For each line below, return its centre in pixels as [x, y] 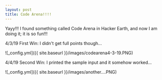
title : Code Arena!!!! [28, 14]
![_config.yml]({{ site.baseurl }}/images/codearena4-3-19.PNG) [69, 53]
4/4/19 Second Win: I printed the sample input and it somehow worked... [79, 62]
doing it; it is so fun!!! [26, 34]
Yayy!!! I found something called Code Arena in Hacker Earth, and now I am [81, 28]
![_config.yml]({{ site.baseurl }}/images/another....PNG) [61, 72]
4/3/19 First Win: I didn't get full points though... [53, 43]
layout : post [18, 10]
